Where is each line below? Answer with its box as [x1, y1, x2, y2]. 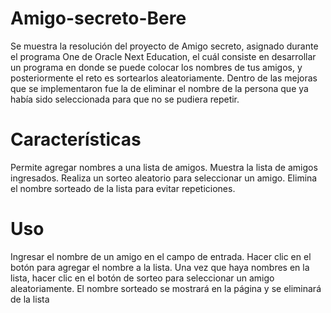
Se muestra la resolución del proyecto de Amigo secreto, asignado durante [10, 40, 319, 52]
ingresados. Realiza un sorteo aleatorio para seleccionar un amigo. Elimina [10, 172, 318, 184]
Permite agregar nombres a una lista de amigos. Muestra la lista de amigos [10, 161, 318, 173]
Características [10, 128, 142, 151]
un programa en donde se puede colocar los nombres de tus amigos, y [10, 61, 303, 73]
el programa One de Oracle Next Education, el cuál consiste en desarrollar [10, 50, 317, 62]
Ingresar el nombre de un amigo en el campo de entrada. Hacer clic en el [10, 250, 312, 262]
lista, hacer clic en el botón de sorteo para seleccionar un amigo [10, 272, 275, 284]
